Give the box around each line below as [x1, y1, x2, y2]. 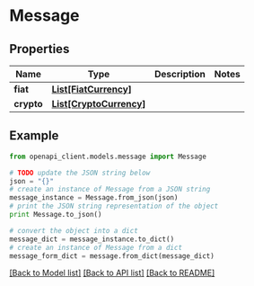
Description [153, 68, 206, 80]
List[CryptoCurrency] [51, 98, 146, 110]
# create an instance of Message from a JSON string [9, 185, 211, 194]
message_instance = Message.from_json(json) [9, 193, 179, 202]
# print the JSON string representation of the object [9, 201, 219, 211]
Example [9, 128, 59, 144]
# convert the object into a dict [9, 226, 139, 235]
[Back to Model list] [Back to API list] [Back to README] [9, 267, 215, 279]
